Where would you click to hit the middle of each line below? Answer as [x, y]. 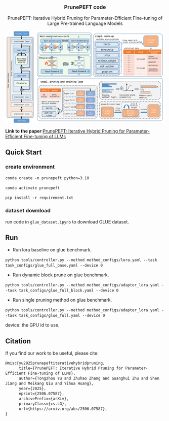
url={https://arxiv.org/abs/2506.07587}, [63, 409]
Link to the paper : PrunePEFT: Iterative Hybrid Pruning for [65, 131]
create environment [30, 167]
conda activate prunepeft [32, 188]
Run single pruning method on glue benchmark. [62, 300]
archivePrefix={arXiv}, [44, 399]
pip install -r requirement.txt [39, 198]
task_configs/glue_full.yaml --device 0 [62, 316]
